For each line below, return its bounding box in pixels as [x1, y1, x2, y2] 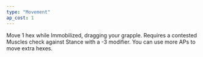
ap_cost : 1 [6, 15, 34, 21]
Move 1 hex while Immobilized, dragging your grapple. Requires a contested [6, 31, 197, 39]
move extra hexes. [6, 44, 53, 52]
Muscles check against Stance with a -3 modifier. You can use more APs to [6, 38, 196, 45]
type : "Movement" [6, 9, 51, 15]
